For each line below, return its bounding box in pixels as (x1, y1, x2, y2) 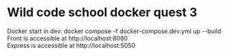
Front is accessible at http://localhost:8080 (7, 34, 128, 42)
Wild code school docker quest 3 (7, 5, 198, 20)
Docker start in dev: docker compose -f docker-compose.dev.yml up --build (7, 27, 222, 35)
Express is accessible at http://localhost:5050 (7, 41, 136, 49)
